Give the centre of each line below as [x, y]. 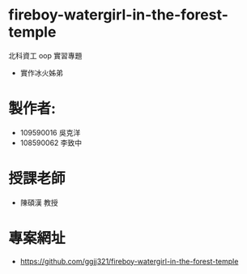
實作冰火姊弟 [41, 73]
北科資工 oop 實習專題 [45, 55]
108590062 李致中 [51, 143]
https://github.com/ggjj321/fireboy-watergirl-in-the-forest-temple [129, 261]
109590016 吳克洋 [50, 132]
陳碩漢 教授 [39, 202]
